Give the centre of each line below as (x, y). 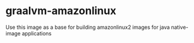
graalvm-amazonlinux (61, 11)
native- (180, 27)
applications (37, 33)
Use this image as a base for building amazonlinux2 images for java (88, 27)
